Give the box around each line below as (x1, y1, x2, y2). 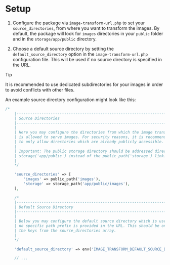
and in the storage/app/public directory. (12, 36, 97, 42)
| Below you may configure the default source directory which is (14, 218, 157, 224)
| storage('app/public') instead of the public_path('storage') (14, 153, 153, 158)
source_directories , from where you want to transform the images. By (12, 25, 160, 31)
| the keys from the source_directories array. (14, 228, 116, 233)
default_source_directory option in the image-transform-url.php (12, 51, 148, 57)
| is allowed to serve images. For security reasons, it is (14, 135, 144, 140)
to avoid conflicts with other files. (5, 86, 75, 93)
